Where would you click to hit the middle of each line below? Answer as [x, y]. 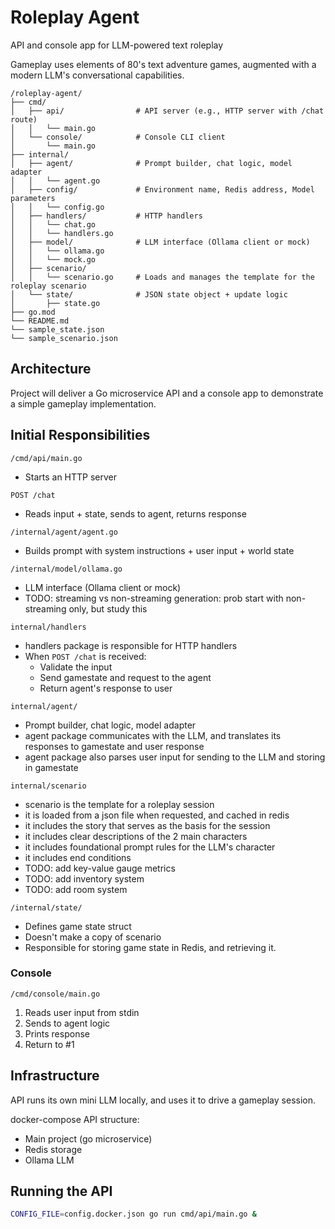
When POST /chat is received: [85, 656]
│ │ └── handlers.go [62, 233]
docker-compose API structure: [75, 1119]
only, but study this [108, 608]
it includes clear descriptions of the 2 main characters [136, 836]
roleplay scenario [48, 286]
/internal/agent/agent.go [64, 532]
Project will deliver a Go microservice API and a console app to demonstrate [167, 393]
